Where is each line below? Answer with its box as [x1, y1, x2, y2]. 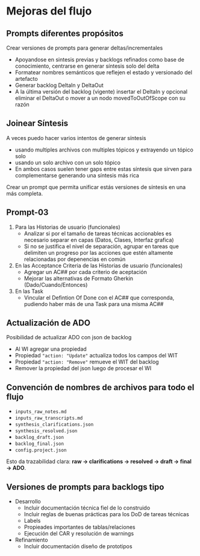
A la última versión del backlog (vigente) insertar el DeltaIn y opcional [14, 88, 188, 95]
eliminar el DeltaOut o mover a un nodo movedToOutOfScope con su [14, 95, 186, 101]
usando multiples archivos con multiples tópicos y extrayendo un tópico [14, 146, 194, 153]
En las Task [14, 287, 43, 295]
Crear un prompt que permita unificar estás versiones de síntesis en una [6, 183, 186, 191]
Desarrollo [14, 498, 41, 505]
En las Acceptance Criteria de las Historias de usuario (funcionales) [14, 261, 183, 269]
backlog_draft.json [14, 435, 64, 441]
